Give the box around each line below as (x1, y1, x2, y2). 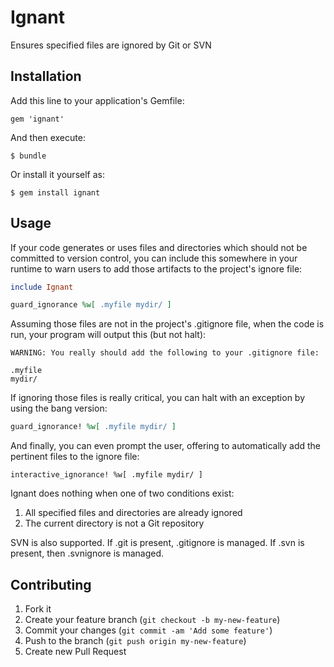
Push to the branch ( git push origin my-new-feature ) (24, 635, 247, 646)
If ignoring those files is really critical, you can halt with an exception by (10, 392, 306, 404)
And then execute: (10, 131, 86, 143)
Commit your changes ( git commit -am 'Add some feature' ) (24, 624, 273, 636)
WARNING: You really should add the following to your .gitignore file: (10, 348, 320, 358)
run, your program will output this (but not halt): (10, 329, 207, 341)
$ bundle (10, 151, 47, 161)
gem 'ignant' (10, 114, 65, 124)
